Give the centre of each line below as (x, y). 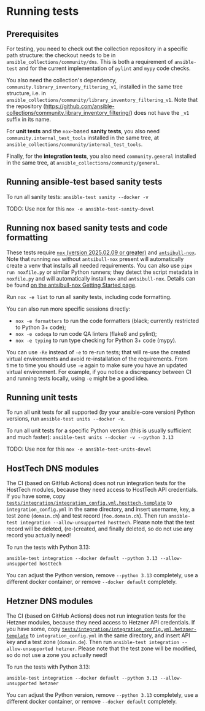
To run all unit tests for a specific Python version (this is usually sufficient (99, 430)
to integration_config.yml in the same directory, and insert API (110, 635)
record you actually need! (39, 535)
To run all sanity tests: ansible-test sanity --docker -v (77, 196)
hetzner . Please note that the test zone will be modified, (126, 648)
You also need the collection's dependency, (62, 80)
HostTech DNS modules (53, 468)
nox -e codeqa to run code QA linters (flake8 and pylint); (86, 333)
